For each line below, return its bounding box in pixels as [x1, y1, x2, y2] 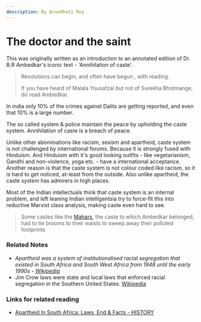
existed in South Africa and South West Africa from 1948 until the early [14, 261, 191, 268]
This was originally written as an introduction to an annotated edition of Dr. [6, 55, 191, 62]
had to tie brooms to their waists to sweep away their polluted [20, 219, 174, 226]
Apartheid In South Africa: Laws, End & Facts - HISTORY [14, 309, 154, 316]
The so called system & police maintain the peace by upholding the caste [6, 120, 187, 128]
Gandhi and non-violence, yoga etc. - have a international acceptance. [6, 158, 181, 165]
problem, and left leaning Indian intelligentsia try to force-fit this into [6, 195, 174, 202]
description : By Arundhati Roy [6, 8, 85, 15]
